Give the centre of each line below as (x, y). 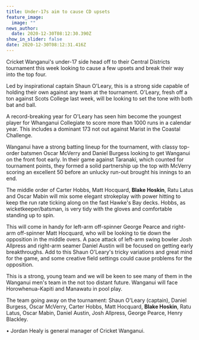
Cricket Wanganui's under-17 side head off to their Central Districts (88, 62)
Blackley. (17, 319)
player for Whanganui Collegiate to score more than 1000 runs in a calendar (99, 122)
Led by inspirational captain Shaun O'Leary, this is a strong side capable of (98, 86)
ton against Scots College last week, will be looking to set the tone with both (99, 98)
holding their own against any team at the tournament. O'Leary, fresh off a (97, 92)
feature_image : (25, 17)
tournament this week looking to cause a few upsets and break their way (95, 68)
